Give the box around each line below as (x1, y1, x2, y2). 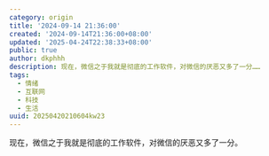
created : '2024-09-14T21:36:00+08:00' (9, 29, 153, 38)
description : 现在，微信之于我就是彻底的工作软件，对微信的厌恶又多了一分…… (9, 63, 261, 72)
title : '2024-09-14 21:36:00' (9, 21, 122, 30)
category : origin (9, 12, 74, 22)
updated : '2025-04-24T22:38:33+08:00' (9, 37, 153, 47)
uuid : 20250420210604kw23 (9, 112, 105, 121)
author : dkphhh (9, 54, 66, 63)
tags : (9, 71, 29, 80)
